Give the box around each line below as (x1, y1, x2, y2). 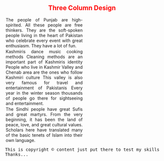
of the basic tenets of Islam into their (5, 132, 83, 138)
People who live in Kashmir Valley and (5, 64, 83, 70)
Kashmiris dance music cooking (5, 48, 83, 54)
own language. (5, 137, 36, 143)
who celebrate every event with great (5, 38, 83, 43)
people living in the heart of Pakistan (5, 32, 83, 38)
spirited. (5, 22, 22, 28)
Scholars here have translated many (5, 127, 83, 133)
